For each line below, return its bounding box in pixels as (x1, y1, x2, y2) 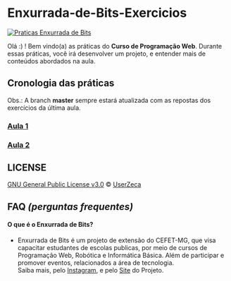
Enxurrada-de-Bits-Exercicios (7, 5, 187, 21)
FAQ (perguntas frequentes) (7, 201, 134, 213)
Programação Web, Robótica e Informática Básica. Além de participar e (17, 251, 225, 259)
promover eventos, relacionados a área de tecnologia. (17, 258, 175, 267)
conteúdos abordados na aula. (7, 56, 96, 65)
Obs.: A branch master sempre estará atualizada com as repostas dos (7, 96, 211, 104)
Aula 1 (7, 121, 29, 131)
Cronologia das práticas (7, 77, 115, 89)
